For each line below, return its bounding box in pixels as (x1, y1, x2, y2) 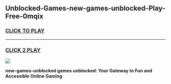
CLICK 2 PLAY (5, 46, 41, 53)
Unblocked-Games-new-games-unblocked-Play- (5, 4, 166, 13)
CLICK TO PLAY (5, 27, 45, 35)
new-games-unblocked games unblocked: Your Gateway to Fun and (5, 67, 153, 73)
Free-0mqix (5, 12, 44, 21)
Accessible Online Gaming (5, 73, 63, 79)
